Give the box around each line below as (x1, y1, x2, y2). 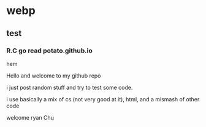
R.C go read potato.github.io (6, 46, 93, 55)
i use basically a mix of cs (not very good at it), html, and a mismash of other (6, 95, 200, 103)
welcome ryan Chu (6, 114, 54, 121)
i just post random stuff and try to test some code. (6, 84, 133, 91)
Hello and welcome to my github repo (6, 71, 101, 79)
